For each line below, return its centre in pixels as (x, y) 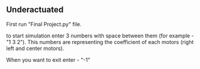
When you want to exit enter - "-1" (48, 59)
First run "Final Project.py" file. (44, 24)
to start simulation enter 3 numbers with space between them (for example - (100, 36)
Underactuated (35, 10)
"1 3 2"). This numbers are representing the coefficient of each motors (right (100, 42)
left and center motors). (35, 48)
